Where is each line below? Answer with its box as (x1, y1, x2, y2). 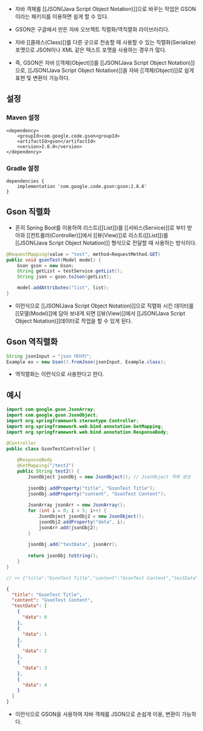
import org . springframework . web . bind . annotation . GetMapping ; (6, 423, 164, 430)
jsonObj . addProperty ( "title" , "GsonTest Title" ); (28, 485, 155, 491)
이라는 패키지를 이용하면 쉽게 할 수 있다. (14, 13, 109, 20)
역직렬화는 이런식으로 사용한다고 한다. (14, 371, 105, 378)
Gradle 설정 (6, 164, 39, 172)
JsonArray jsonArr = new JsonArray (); (28, 502, 126, 508)
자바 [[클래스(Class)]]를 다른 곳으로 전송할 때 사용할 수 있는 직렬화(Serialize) (14, 39, 196, 45)
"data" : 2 (22, 648, 47, 654)
